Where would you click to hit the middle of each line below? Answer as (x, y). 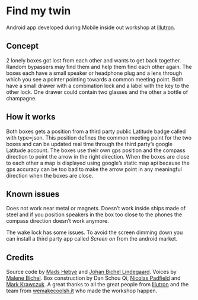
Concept (23, 46)
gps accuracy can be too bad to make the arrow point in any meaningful (94, 169)
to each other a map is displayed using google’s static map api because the (98, 163)
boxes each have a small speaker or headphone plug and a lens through (94, 73)
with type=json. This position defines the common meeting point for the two (99, 137)
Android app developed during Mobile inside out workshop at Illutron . (91, 27)
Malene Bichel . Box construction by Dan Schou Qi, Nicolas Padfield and (93, 278)
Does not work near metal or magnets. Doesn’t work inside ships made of (96, 209)
